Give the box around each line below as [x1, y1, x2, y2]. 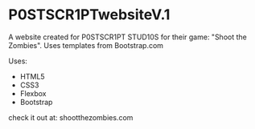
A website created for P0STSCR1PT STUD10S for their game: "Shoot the [8, 32, 247, 42]
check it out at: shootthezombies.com [8, 112, 134, 122]
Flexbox [19, 88, 47, 98]
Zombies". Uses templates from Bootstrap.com [8, 40, 163, 50]
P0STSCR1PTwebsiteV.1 [8, 6, 171, 24]
